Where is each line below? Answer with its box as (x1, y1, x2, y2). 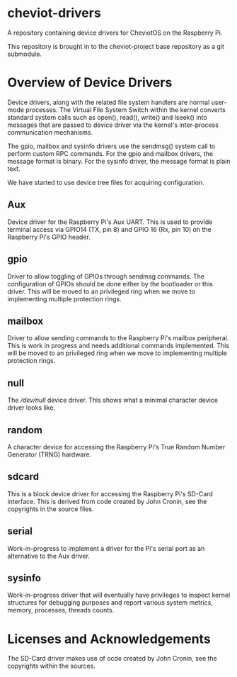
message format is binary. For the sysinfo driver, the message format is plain (7, 157, 231, 165)
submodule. (7, 50, 42, 58)
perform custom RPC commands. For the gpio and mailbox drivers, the (7, 149, 214, 157)
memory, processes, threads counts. (7, 606, 115, 615)
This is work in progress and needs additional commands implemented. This (7, 342, 230, 350)
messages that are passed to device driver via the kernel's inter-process (7, 121, 219, 129)
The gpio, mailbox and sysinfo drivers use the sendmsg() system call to (7, 142, 216, 150)
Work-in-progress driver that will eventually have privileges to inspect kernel (7, 591, 231, 600)
